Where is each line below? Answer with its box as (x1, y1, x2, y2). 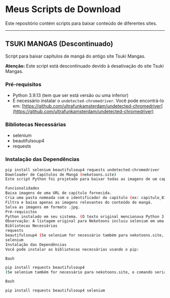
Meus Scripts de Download (5, 4, 121, 15)
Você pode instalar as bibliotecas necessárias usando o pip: (5, 246, 139, 252)
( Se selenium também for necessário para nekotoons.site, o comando (5, 270, 153, 275)
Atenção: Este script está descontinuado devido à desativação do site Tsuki (5, 63, 164, 69)
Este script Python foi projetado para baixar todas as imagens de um (5, 177, 157, 182)
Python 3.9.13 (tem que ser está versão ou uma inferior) (12, 92, 129, 98)
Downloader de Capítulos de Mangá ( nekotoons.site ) (5, 172, 116, 177)
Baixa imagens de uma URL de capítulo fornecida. (5, 190, 112, 195)
